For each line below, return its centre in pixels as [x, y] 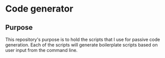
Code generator [39, 9]
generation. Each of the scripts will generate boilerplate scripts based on [81, 45]
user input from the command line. [42, 50]
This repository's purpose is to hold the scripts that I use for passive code [83, 39]
